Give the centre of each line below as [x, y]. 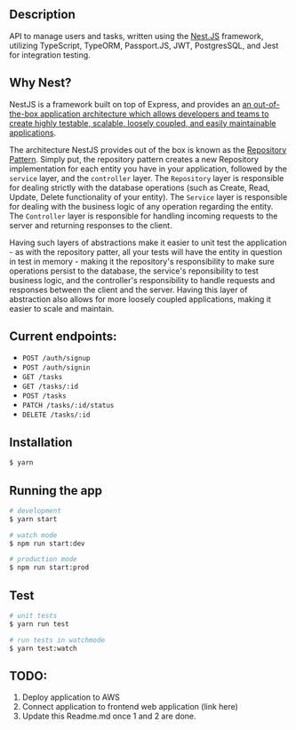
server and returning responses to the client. [91, 225]
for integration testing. [50, 55]
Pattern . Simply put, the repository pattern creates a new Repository [134, 159]
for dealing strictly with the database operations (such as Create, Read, [140, 187]
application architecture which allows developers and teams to [154, 114]
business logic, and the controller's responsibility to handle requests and [142, 280]
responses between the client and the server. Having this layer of [128, 290]
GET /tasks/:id [50, 387]
